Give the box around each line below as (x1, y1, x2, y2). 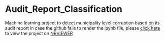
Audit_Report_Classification (5, 3, 122, 15)
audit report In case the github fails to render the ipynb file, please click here (5, 25, 161, 31)
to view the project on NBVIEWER (5, 30, 73, 36)
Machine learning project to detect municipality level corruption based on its (5, 20, 160, 26)
